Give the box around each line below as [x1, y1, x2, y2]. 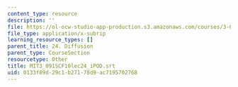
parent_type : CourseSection [7, 50, 91, 57]
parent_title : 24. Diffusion [7, 43, 93, 50]
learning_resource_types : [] [7, 36, 93, 43]
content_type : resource [7, 10, 78, 18]
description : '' [7, 17, 55, 24]
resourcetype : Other [7, 56, 69, 63]
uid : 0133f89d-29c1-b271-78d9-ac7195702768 [7, 69, 138, 76]
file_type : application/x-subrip [7, 29, 106, 37]
